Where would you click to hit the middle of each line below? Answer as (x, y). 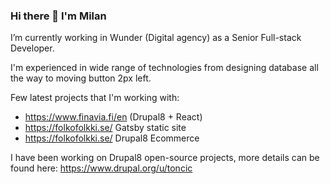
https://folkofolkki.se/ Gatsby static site (105, 128)
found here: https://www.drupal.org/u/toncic (101, 168)
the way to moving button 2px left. (81, 78)
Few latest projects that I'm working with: (95, 98)
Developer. (32, 48)
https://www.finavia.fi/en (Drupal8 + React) (113, 117)
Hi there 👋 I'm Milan (58, 16)
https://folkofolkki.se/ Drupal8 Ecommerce (112, 138)
